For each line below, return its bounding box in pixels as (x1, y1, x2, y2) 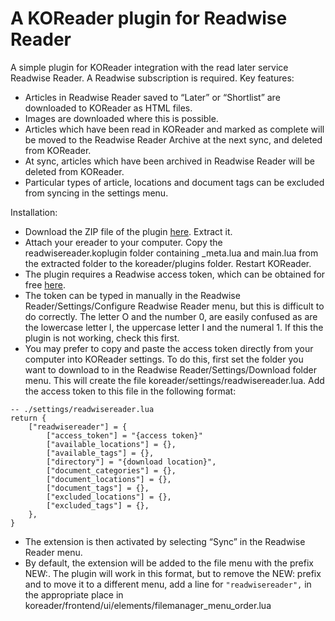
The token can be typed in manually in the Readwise (24, 289, 241, 301)
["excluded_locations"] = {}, (46, 492, 172, 502)
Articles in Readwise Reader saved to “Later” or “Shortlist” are (24, 91, 281, 103)
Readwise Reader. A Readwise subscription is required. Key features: (10, 72, 295, 84)
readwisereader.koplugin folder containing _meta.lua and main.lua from (24, 247, 319, 259)
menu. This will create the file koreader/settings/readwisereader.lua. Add (24, 374, 325, 386)
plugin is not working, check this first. (24, 332, 180, 344)
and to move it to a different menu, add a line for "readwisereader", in (24, 578, 312, 590)
